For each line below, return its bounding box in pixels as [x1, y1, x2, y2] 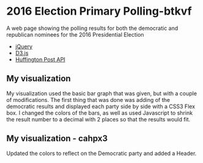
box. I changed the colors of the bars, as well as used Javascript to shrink [6, 109, 193, 117]
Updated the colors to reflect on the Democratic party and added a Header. [6, 150, 197, 157]
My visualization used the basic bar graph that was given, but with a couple [6, 90, 197, 97]
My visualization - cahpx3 [6, 133, 108, 144]
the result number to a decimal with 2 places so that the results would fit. [6, 115, 191, 123]
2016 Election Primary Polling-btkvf [6, 4, 192, 18]
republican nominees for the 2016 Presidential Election [6, 31, 144, 38]
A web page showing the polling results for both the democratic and [6, 24, 178, 32]
